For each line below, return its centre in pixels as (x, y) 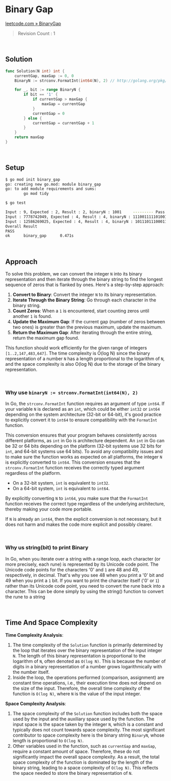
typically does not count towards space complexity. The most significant (89, 729)
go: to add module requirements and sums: (51, 189)
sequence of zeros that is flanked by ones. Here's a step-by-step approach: (85, 285)
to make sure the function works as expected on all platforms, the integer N (84, 457)
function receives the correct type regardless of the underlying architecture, (85, 504)
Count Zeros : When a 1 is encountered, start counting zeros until (81, 311)
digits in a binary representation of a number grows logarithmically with (87, 666)
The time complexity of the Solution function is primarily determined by (88, 645)
